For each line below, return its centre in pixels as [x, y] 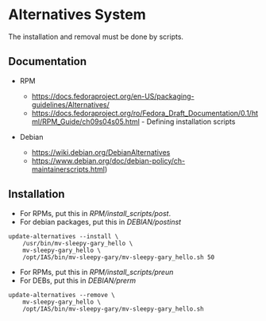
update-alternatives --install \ [64, 236]
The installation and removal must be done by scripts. [96, 37]
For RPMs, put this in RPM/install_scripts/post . [95, 213]
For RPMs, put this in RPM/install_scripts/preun [96, 272]
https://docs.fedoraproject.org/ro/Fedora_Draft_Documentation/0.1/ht [145, 113]
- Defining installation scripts [189, 122]
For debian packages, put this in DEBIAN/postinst [100, 222]
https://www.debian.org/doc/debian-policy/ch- [108, 160]
